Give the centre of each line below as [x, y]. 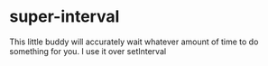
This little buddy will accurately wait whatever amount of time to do [134, 42]
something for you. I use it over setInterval [88, 51]
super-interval [65, 17]
